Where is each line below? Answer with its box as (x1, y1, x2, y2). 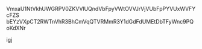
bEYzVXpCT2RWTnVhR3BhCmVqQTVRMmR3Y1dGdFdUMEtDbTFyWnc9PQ (6, 18, 194, 25)
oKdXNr (6, 24, 26, 31)
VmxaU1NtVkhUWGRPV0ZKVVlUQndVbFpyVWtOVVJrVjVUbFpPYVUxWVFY (6, 5, 196, 12)
